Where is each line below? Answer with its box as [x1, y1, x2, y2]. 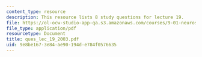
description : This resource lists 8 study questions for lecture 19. [6, 14, 185, 20]
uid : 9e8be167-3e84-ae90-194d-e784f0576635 [6, 42, 117, 48]
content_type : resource [6, 8, 66, 15]
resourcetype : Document [6, 31, 66, 37]
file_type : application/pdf [6, 25, 77, 31]
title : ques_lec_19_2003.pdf [6, 36, 79, 42]
